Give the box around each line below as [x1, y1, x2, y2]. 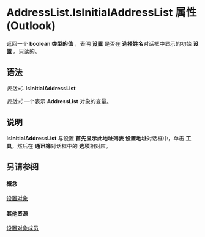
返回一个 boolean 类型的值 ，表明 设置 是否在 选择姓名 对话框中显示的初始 [6, 40, 192, 47]
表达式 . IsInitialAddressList [6, 84, 76, 92]
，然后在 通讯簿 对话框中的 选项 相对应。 [12, 142, 111, 150]
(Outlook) [6, 19, 56, 33]
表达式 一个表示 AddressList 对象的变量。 [6, 97, 112, 104]
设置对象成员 [6, 224, 39, 232]
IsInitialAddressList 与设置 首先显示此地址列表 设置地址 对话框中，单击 [6, 134, 185, 142]
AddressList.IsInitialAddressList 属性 [6, 5, 197, 20]
